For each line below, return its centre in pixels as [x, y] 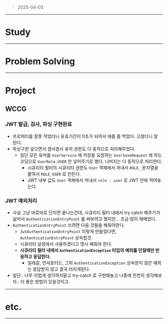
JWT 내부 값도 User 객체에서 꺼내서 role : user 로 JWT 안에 [88, 180]
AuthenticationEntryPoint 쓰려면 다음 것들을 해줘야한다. [68, 225]
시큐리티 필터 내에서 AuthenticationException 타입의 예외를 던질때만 [87, 250]
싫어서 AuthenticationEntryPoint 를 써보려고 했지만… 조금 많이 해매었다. [84, 219]
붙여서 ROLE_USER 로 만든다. [54, 174]
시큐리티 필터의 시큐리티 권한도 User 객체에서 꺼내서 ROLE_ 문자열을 [93, 167]
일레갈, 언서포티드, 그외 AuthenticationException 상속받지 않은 [90, 263]
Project [20, 91]
